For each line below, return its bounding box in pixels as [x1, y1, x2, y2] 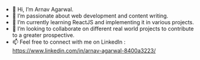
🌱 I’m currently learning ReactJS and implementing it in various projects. [12, 19, 194, 25]
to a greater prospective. [12, 32, 75, 39]
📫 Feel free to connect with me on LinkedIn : [12, 38, 126, 45]
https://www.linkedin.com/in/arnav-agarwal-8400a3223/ [12, 47, 156, 54]
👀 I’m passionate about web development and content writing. [12, 12, 169, 19]
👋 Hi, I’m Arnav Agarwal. [12, 6, 74, 13]
